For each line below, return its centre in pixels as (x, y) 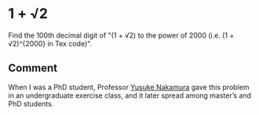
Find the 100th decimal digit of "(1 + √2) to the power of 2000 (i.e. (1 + (121, 35)
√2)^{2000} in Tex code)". (50, 43)
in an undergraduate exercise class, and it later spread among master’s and (130, 95)
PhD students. (31, 103)
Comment (33, 68)
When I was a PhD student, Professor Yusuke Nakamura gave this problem (129, 87)
